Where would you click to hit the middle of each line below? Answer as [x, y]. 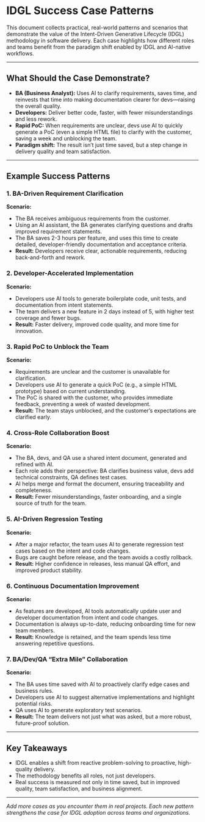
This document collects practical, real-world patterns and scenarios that [97, 27]
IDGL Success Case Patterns [80, 11]
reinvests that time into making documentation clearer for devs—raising [105, 99]
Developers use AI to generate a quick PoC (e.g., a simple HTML [96, 385]
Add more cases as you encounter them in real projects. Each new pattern [100, 806]
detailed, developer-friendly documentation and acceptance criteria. [101, 245]
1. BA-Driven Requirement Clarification [65, 194]
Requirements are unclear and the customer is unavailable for [92, 372]
